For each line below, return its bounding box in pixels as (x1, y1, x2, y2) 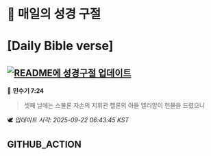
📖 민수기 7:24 (7, 87, 45, 95)
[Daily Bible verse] (7, 38, 114, 54)
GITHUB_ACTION (7, 138, 82, 150)
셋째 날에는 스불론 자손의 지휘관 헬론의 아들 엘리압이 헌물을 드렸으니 (23, 101, 206, 110)
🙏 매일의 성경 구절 (7, 6, 101, 22)
